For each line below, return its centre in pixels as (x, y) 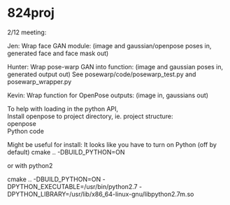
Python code (26, 131)
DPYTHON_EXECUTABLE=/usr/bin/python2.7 (72, 186)
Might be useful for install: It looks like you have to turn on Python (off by (112, 144)
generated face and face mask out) (58, 53)
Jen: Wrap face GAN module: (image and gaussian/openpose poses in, (109, 45)
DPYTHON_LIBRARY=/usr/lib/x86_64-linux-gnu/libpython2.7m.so (101, 194)
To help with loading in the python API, (63, 108)
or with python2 (30, 165)
